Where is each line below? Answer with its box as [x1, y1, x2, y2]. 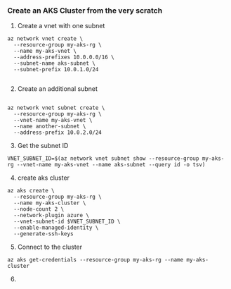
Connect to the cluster [17, 242, 83, 252]
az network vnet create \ [7, 35, 83, 42]
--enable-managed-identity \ [13, 224, 99, 231]
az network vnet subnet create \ [7, 104, 105, 111]
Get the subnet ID [17, 142, 69, 150]
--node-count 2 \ [13, 206, 65, 213]
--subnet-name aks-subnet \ [13, 60, 96, 67]
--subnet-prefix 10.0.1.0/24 [13, 66, 99, 73]
